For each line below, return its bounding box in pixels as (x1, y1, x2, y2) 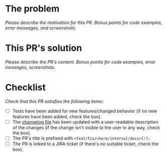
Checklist (5, 82, 46, 93)
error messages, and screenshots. (5, 24, 77, 30)
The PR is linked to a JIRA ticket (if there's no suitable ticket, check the (12, 141, 159, 146)
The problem (5, 3, 60, 14)
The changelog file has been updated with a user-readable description (12, 118, 158, 125)
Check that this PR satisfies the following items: (5, 98, 104, 104)
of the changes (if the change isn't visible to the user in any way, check (12, 124, 160, 130)
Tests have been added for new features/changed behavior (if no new (12, 108, 157, 114)
